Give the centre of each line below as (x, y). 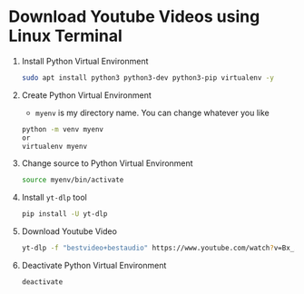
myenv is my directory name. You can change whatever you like (152, 113)
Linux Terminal (66, 36)
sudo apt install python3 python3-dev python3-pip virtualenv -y (147, 78)
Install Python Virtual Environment (85, 61)
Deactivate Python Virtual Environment (94, 266)
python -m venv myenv (62, 129)
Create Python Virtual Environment (86, 95)
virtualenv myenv (54, 146)
